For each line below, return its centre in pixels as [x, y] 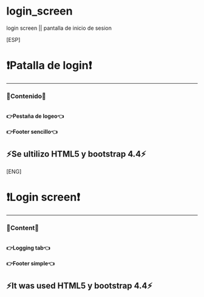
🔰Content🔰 [23, 228]
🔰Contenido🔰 [26, 96]
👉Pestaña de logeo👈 [35, 116]
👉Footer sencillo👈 [32, 132]
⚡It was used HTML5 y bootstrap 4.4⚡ [80, 286]
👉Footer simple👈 [30, 264]
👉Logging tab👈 [28, 248]
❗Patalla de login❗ [49, 66]
